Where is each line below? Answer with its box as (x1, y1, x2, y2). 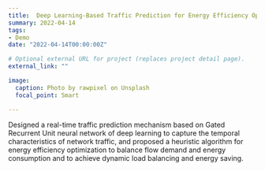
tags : (8, 26, 26, 34)
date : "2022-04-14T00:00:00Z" (8, 41, 108, 49)
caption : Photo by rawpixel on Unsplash (15, 84, 150, 91)
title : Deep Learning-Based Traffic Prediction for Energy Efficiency (8, 11, 248, 20)
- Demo (8, 33, 30, 42)
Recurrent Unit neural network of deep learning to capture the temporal (8, 128, 241, 138)
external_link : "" (8, 62, 69, 71)
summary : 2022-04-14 (8, 19, 77, 27)
